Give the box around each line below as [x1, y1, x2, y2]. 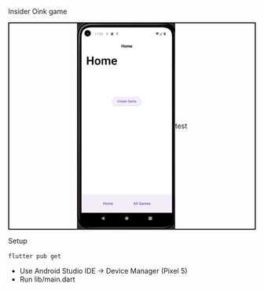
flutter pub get [8, 252, 61, 260]
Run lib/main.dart [19, 274, 76, 284]
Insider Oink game [8, 7, 68, 16]
